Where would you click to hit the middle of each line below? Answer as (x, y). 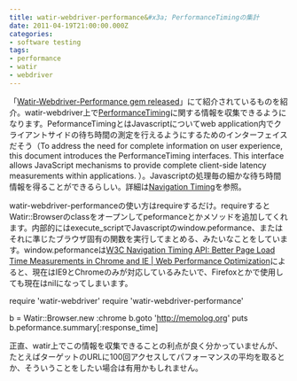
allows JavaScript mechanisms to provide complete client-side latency (138, 165)
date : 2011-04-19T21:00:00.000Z (69, 26)
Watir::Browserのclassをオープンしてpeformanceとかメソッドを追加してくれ (148, 216)
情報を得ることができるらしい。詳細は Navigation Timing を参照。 (128, 186)
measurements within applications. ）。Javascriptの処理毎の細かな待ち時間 (145, 175)
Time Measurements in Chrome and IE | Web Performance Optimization (140, 260)
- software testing (45, 42)
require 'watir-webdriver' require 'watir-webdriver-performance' (126, 300)
